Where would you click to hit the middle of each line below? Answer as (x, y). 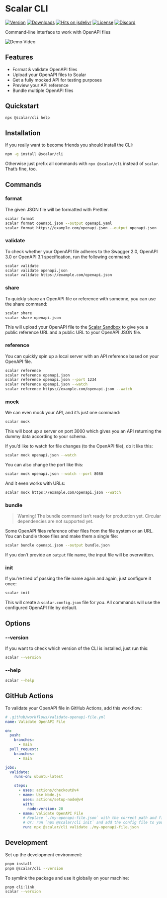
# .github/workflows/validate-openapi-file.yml (55, 717)
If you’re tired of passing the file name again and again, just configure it (78, 579)
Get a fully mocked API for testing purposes (57, 80)
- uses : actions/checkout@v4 (48, 790)
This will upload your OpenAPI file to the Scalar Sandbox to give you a (77, 327)
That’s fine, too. (21, 169)
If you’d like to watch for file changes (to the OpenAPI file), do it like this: (79, 446)
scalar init (17, 593)
